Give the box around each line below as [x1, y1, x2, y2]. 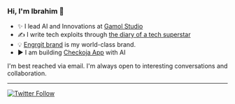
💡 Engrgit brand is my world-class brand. [17, 40, 136, 49]
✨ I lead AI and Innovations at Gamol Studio [17, 22, 143, 31]
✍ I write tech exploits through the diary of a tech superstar [17, 31, 191, 39]
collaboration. [7, 69, 47, 77]
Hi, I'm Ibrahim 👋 [7, 6, 64, 16]
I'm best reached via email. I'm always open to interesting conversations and [7, 62, 228, 70]
